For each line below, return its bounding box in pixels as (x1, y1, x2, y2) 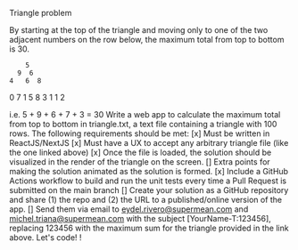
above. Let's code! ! (9, 232, 82, 243)
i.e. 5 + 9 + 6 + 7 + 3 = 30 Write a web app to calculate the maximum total (9, 109, 281, 119)
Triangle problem (9, 8, 72, 18)
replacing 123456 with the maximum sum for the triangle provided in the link (9, 222, 289, 233)
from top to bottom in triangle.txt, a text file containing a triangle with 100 (9, 119, 277, 129)
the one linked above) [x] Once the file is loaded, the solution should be (9, 147, 272, 157)
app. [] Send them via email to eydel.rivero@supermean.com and (9, 204, 249, 214)
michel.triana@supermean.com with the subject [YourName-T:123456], (9, 214, 272, 223)
